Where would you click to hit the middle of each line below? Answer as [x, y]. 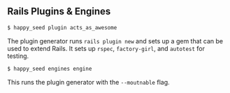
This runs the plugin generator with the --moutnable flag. [88, 82]
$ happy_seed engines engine [50, 69]
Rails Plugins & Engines [59, 12]
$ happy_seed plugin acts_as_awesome [62, 27]
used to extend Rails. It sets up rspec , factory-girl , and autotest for [106, 48]
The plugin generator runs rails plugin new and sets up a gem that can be [115, 41]
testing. [18, 56]
